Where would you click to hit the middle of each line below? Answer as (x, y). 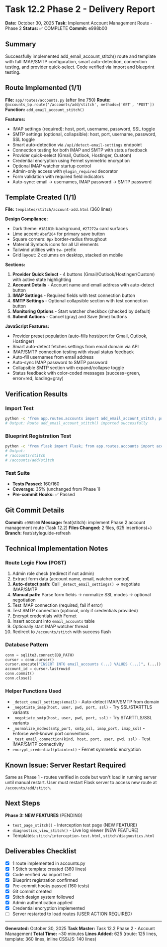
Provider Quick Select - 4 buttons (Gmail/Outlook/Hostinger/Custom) (83, 274)
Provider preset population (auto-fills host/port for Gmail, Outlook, (80, 336)
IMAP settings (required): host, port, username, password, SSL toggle (83, 129)
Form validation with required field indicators (58, 176)
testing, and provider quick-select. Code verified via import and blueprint (80, 67)
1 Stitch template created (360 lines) (49, 869)
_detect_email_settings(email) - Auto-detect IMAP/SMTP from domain (86, 702)
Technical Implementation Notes (57, 549)
